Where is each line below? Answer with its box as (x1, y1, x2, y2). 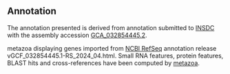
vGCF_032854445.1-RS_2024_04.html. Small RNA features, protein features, (7, 51, 224, 60)
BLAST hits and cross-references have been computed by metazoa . (7, 58, 200, 67)
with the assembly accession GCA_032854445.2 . (7, 31, 147, 39)
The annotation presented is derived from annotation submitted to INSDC (7, 23, 215, 32)
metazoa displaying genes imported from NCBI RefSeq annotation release (7, 44, 217, 52)
